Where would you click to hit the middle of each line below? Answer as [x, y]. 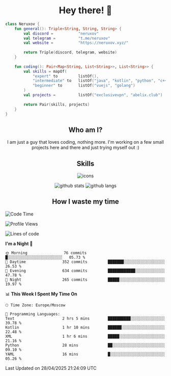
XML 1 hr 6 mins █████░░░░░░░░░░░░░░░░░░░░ [85, 336]
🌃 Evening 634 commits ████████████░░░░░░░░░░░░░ [85, 271]
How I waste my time [85, 202]
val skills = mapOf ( [45, 71]
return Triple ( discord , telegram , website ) [70, 52]
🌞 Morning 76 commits [46, 253]
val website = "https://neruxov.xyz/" [76, 43]
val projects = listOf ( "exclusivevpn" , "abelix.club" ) [93, 95]
